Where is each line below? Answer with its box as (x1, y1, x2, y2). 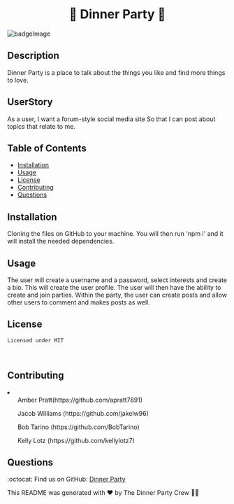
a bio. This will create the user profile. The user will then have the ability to (7, 283, 221, 291)
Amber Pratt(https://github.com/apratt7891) (17, 395, 143, 404)
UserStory (7, 96, 53, 108)
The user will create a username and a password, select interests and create (7, 276, 228, 284)
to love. (7, 76, 29, 84)
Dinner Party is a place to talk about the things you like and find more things (7, 68, 226, 76)
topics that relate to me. (7, 122, 75, 130)
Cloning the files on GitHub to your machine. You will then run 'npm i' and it (7, 230, 224, 238)
